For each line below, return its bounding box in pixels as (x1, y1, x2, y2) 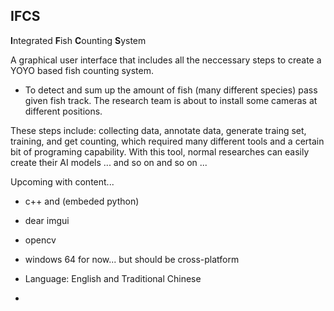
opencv (24, 234, 57, 246)
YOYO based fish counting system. (10, 64, 155, 76)
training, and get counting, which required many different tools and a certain (10, 135, 325, 147)
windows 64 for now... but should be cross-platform (24, 253, 240, 265)
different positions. (24, 105, 103, 117)
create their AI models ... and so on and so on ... (10, 156, 208, 168)
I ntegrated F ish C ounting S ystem (10, 34, 147, 46)
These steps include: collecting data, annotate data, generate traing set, (10, 124, 307, 136)
